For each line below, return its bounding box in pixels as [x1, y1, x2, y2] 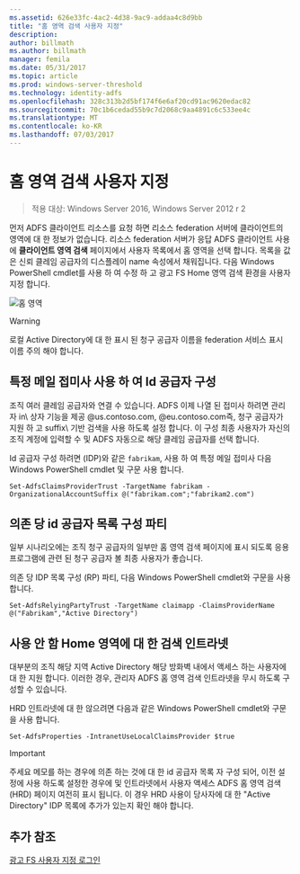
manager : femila [9, 55, 70, 64]
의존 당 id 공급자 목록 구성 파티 [9, 516, 168, 531]
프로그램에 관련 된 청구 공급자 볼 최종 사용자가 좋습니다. [9, 553, 204, 564]
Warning [9, 316, 40, 326]
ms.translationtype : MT [9, 113, 99, 122]
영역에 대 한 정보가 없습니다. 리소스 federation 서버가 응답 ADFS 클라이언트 [9, 233, 274, 244]
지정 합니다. [9, 278, 51, 289]
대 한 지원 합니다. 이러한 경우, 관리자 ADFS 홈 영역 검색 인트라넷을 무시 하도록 [9, 673, 281, 683]
